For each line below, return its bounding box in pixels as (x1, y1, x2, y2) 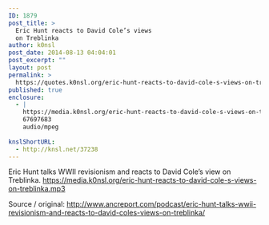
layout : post (8, 64, 52, 72)
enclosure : (8, 93, 45, 101)
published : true (8, 85, 62, 94)
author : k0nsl (8, 41, 56, 49)
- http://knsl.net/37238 (15, 145, 98, 153)
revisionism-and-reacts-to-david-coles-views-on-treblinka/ (8, 208, 206, 218)
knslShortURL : (8, 137, 56, 146)
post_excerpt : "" (8, 57, 66, 65)
